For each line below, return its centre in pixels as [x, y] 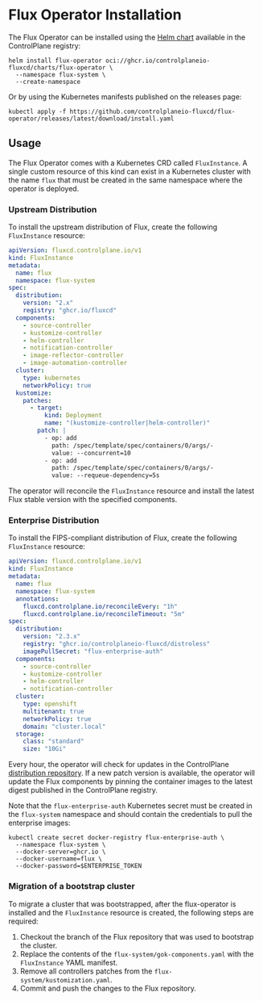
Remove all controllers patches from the [86, 971]
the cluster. [39, 945]
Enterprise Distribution [54, 521]
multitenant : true [53, 711]
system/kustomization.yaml [65, 980]
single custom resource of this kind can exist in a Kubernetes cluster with [129, 171]
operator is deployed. [44, 188]
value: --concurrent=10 [91, 453]
